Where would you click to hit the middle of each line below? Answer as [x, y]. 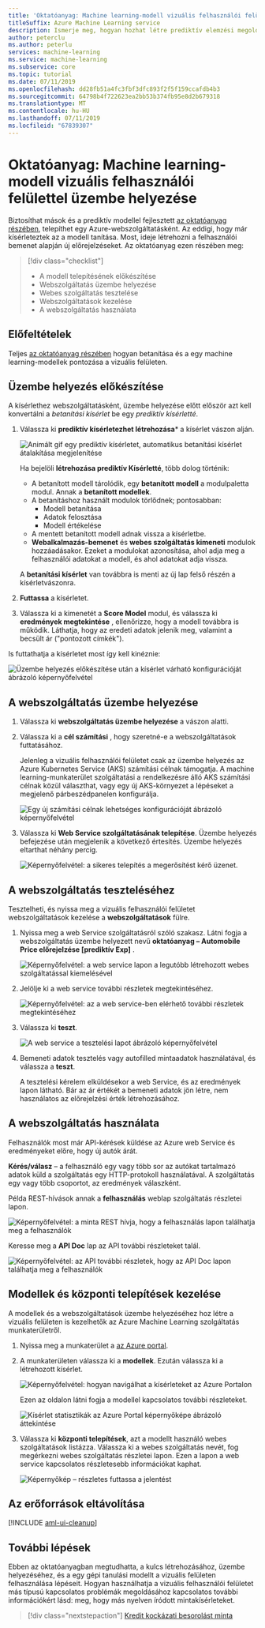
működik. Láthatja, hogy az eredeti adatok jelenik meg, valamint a [126, 630]
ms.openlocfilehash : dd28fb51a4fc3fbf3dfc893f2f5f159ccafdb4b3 [114, 89]
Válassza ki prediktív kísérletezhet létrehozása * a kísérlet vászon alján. [137, 429]
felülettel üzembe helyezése [103, 198]
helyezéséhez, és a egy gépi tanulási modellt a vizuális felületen [112, 1575]
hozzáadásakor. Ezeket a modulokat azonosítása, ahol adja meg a [138, 551]
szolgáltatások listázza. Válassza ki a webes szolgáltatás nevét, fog [129, 1447]
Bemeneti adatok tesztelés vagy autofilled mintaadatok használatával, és [138, 1058]
